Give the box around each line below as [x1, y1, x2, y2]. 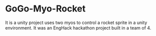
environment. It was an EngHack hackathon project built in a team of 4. [5, 24, 151, 30]
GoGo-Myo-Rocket [5, 3, 86, 14]
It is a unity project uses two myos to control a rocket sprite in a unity [5, 19, 147, 25]
